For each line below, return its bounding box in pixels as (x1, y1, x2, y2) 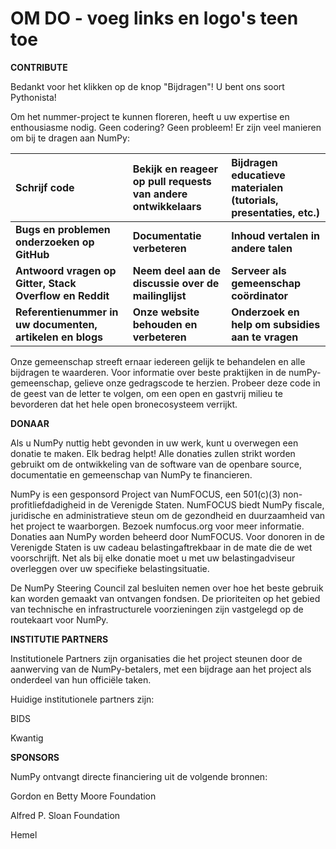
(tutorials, (231, 193, 279, 207)
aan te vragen (231, 330, 299, 344)
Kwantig (10, 732, 44, 744)
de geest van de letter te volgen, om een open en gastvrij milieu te (10, 387, 283, 399)
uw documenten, (15, 317, 98, 331)
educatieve (231, 168, 286, 182)
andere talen (231, 241, 293, 255)
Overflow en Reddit (15, 288, 110, 302)
